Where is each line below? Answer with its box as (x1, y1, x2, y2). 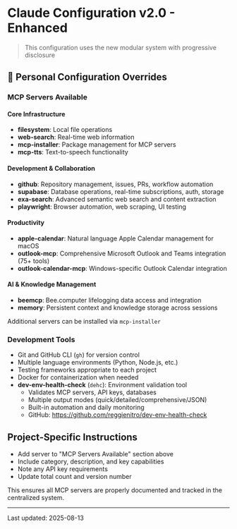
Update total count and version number (17, 473, 132, 481)
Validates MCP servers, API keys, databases (28, 388, 157, 396)
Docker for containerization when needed (17, 373, 139, 382)
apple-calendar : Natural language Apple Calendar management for (17, 234, 214, 243)
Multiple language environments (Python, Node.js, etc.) (17, 358, 178, 367)
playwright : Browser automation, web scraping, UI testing (17, 202, 187, 211)
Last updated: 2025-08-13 (7, 513, 85, 523)
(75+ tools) (17, 256, 50, 265)
